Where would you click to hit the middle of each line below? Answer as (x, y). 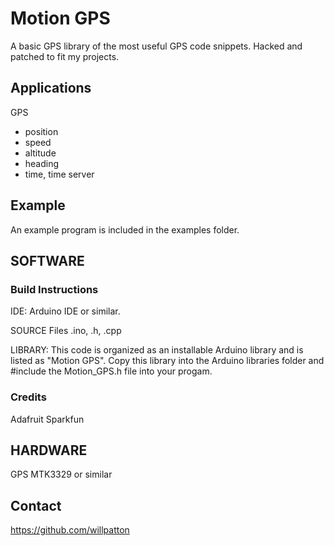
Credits (28, 397)
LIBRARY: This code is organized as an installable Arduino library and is (157, 350)
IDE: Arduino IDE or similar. (65, 311)
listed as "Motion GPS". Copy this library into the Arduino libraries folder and (167, 361)
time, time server (59, 174)
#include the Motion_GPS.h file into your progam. (111, 371)
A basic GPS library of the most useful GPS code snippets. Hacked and (156, 46)
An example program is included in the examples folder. (125, 229)
